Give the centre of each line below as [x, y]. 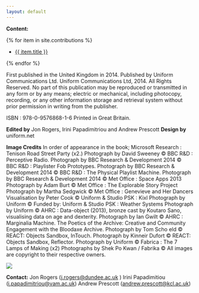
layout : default [26, 12]
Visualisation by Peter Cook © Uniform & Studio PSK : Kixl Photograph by [96, 197]
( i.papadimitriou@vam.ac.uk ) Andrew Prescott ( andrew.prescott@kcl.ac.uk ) [99, 283]
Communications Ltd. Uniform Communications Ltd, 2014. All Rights [89, 81]
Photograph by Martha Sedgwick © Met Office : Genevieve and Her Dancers [100, 191]
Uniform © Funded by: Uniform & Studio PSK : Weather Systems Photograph [100, 204]
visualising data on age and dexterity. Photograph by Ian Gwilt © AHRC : [94, 216]
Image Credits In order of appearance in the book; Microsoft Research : [94, 147]
